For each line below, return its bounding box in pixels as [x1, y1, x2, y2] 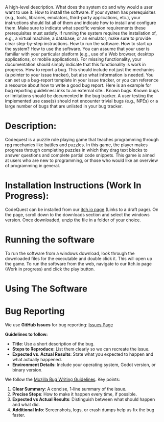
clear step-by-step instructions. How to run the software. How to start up [5, 41, 153, 46]
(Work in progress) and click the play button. [5, 266, 95, 272]
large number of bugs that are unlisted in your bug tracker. [5, 103, 123, 109]
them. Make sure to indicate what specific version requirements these [5, 25, 146, 31]
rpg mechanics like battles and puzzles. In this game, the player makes [5, 142, 148, 148]
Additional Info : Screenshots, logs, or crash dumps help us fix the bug [12, 407, 155, 413]
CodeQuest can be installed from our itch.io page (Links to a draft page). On [5, 206, 159, 212]
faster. [12, 412, 25, 418]
